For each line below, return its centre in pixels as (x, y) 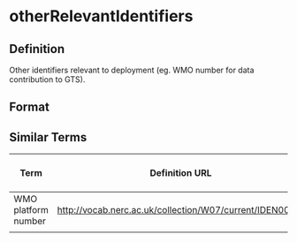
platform (31, 210)
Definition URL (181, 173)
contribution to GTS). (47, 79)
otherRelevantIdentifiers (101, 16)
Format (30, 107)
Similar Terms (48, 137)
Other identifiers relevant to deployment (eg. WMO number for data (132, 70)
